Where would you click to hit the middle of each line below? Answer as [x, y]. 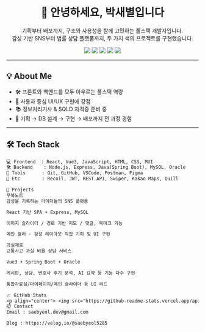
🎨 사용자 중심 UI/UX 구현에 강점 [53, 101]
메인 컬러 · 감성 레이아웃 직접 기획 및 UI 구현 [58, 234]
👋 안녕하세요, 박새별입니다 [103, 13]
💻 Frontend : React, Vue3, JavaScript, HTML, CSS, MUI [80, 162]
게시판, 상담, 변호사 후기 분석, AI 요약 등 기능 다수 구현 [71, 273]
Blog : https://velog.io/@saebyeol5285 [57, 323]
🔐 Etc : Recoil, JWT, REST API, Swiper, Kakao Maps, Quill [92, 179]
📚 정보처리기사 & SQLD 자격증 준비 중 [61, 109]
